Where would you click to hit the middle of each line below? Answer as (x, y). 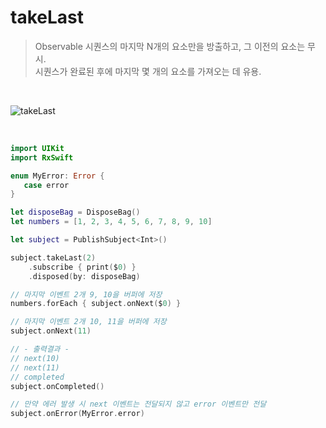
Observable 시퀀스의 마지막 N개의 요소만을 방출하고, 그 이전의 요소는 (170, 46)
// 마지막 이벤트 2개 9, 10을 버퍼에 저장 (86, 294)
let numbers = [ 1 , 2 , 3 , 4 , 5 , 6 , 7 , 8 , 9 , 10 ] (111, 222)
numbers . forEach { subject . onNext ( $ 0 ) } (96, 304)
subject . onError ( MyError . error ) (77, 414)
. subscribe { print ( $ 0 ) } (82, 267)
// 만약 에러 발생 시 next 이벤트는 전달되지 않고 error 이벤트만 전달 (138, 404)
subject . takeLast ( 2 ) (53, 257)
